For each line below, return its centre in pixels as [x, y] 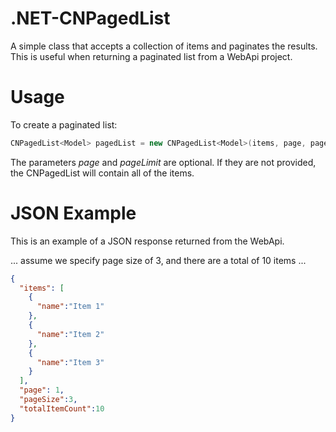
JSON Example [73, 213]
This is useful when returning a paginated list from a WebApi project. [151, 56]
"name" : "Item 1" [70, 307]
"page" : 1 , [42, 390]
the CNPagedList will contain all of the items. [102, 173]
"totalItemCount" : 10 [62, 408]
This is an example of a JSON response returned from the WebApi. [147, 241]
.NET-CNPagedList [90, 18]
